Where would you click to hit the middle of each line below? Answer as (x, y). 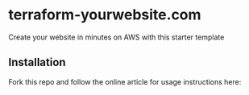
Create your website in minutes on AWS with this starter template (116, 37)
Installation (37, 62)
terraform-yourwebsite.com (105, 15)
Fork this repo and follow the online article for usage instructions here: (125, 81)
